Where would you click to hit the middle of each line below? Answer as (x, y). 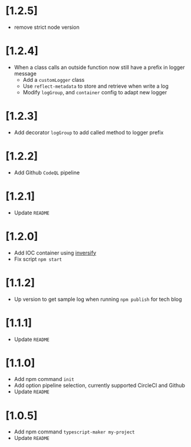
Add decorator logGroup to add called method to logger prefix (89, 132)
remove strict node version (47, 27)
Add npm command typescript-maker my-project (74, 432)
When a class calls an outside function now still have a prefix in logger (99, 67)
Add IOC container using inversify (55, 253)
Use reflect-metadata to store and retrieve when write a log (96, 86)
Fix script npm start (38, 259)
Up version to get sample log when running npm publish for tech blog (98, 299)
